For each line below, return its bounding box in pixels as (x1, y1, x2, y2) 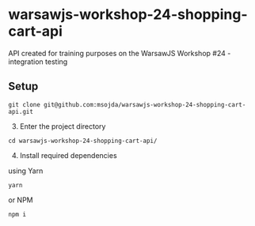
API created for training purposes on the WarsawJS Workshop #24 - (8, 48, 231, 58)
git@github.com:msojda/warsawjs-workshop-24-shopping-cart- (43, 100, 246, 108)
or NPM (8, 195, 33, 205)
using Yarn (8, 166, 44, 175)
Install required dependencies (19, 150, 117, 160)
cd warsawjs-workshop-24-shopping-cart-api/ (8, 137, 158, 145)
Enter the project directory (19, 121, 106, 131)
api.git (8, 107, 34, 115)
